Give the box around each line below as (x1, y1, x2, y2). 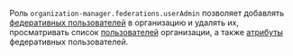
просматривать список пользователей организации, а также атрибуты (9, 27, 284, 37)
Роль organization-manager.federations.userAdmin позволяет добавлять (9, 8, 285, 18)
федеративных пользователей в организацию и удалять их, (9, 17, 240, 28)
